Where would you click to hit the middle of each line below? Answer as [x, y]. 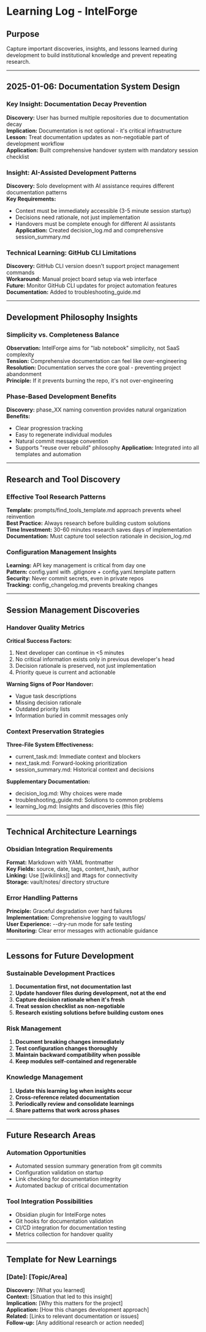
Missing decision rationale [48, 702]
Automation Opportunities [46, 1152]
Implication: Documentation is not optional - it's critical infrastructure [94, 131]
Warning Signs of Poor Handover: [50, 684]
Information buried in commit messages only [72, 715]
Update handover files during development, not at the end [91, 993]
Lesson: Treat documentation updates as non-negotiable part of [88, 137]
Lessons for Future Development [70, 956]
